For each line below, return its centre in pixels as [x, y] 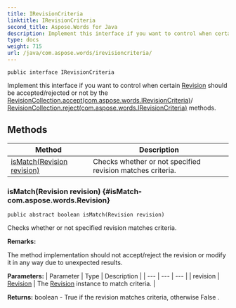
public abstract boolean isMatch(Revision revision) [86, 214]
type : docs [23, 40]
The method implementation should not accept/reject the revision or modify [117, 255]
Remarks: [22, 241]
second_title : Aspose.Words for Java [63, 27]
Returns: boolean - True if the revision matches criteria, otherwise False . [113, 297]
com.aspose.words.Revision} [59, 200]
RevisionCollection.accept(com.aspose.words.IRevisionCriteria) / [100, 100]
